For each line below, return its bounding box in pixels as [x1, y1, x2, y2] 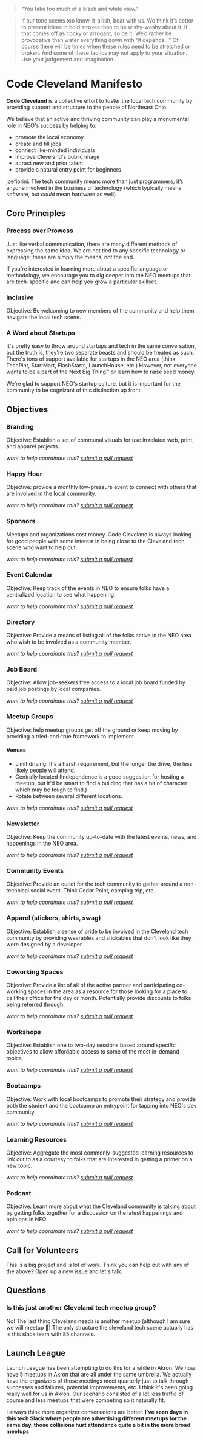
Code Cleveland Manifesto [6, 77, 143, 91]
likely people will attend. [15, 766, 76, 774]
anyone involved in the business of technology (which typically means [6, 184, 182, 191]
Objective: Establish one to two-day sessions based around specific [6, 1041, 176, 1049]
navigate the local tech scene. [6, 313, 82, 321]
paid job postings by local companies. [6, 686, 101, 693]
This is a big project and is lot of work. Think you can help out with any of [6, 1262, 190, 1269]
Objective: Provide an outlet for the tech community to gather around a [6, 880, 183, 887]
